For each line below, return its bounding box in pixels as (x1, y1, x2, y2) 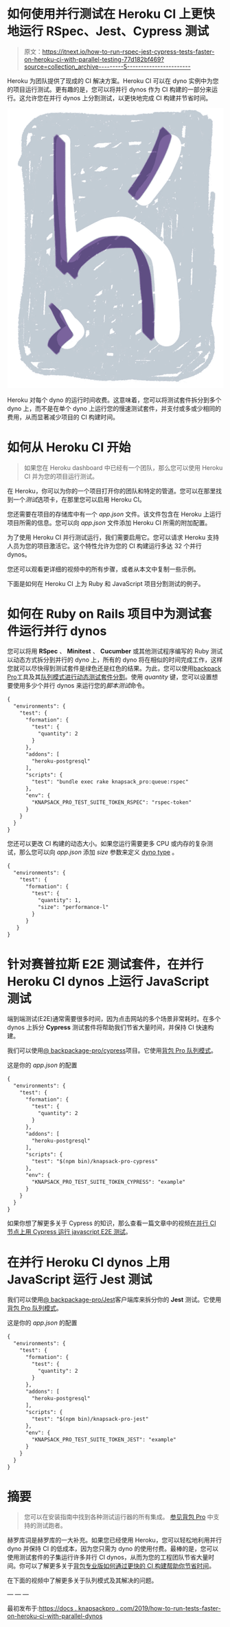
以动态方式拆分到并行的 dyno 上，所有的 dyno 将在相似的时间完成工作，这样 (7, 655, 223, 664)
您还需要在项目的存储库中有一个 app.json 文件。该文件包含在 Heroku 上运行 (7, 510, 222, 518)
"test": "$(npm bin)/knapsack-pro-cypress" (32, 1158, 158, 1165)
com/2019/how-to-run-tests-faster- (119, 1604, 221, 1613)
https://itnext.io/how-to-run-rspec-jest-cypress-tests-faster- (42, 47, 215, 56)
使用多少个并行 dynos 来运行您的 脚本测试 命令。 (12, 682, 149, 690)
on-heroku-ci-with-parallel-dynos (7, 1612, 103, 1620)
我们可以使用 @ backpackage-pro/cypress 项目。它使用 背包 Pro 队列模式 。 (7, 1046, 218, 1055)
